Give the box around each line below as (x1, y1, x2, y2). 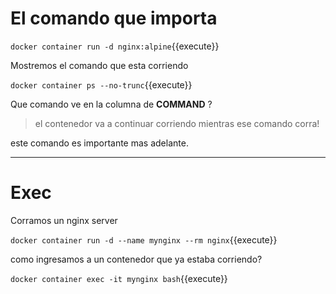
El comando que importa (10, 7, 218, 30)
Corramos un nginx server (10, 214, 118, 226)
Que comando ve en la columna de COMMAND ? (10, 98, 213, 110)
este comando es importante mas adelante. (10, 137, 189, 149)
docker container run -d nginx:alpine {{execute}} (10, 40, 220, 52)
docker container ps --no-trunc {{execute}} (10, 78, 193, 91)
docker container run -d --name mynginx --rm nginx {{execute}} (10, 233, 278, 246)
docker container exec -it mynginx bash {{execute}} (10, 272, 228, 284)
